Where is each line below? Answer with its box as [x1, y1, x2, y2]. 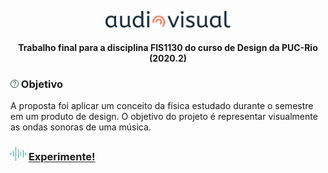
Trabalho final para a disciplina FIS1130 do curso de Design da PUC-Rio [18, 42, 318, 54]
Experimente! [28, 150, 96, 164]
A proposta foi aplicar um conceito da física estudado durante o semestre [10, 100, 314, 112]
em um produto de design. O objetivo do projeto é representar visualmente [10, 111, 318, 123]
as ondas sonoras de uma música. [10, 121, 152, 133]
